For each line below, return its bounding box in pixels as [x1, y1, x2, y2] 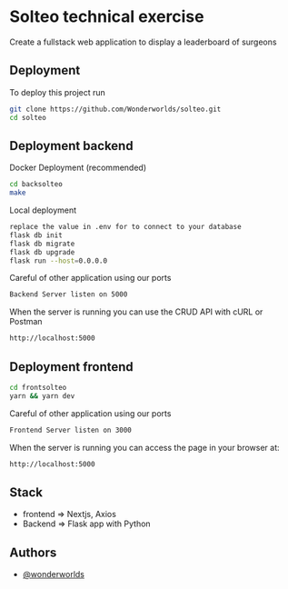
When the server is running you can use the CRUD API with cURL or [9, 306, 263, 317]
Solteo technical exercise [9, 6, 204, 27]
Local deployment [9, 205, 77, 215]
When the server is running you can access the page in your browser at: [9, 442, 280, 453]
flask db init [9, 230, 64, 240]
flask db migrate [9, 239, 75, 248]
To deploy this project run [9, 86, 106, 97]
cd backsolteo [9, 180, 64, 189]
